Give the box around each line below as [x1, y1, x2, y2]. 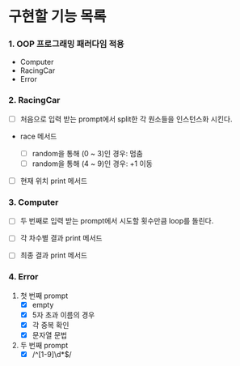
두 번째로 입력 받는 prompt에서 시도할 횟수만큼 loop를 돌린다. [19, 216, 214, 226]
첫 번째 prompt [19, 291, 69, 300]
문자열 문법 [32, 330, 67, 340]
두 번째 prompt [19, 341, 69, 351]
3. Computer [8, 196, 59, 207]
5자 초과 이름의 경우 [32, 309, 95, 320]
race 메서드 [19, 131, 57, 141]
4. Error [8, 271, 39, 283]
